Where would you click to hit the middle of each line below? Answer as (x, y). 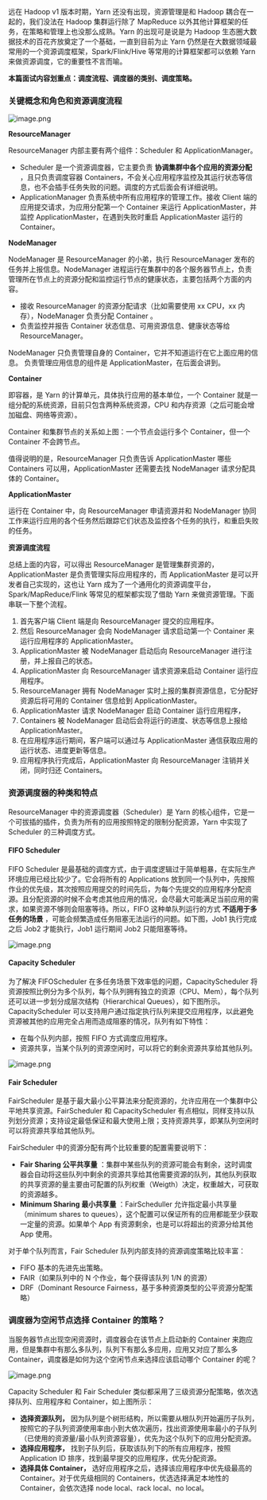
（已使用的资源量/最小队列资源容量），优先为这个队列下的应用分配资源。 (137, 1438)
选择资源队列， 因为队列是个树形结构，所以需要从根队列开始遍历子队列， (139, 1418)
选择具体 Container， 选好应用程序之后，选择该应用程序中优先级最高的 (136, 1468)
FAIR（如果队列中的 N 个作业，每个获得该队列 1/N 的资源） (116, 1278)
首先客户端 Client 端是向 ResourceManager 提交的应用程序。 (119, 621)
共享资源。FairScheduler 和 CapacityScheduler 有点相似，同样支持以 (135, 1111)
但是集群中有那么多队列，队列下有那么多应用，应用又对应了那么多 (130, 1349)
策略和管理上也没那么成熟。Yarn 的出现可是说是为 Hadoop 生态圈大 (139, 31)
